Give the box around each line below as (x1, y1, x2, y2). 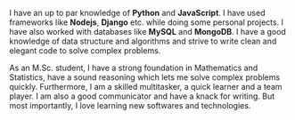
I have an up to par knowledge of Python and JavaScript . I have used (9, 8, 266, 18)
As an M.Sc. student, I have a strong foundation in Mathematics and (9, 62, 258, 73)
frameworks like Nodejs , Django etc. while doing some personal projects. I (9, 17, 283, 28)
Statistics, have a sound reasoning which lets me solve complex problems (9, 72, 281, 83)
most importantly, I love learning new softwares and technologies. (9, 100, 251, 110)
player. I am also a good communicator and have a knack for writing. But (9, 91, 275, 101)
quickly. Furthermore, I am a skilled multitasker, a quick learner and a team (9, 82, 283, 92)
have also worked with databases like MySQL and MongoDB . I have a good (9, 27, 287, 36)
